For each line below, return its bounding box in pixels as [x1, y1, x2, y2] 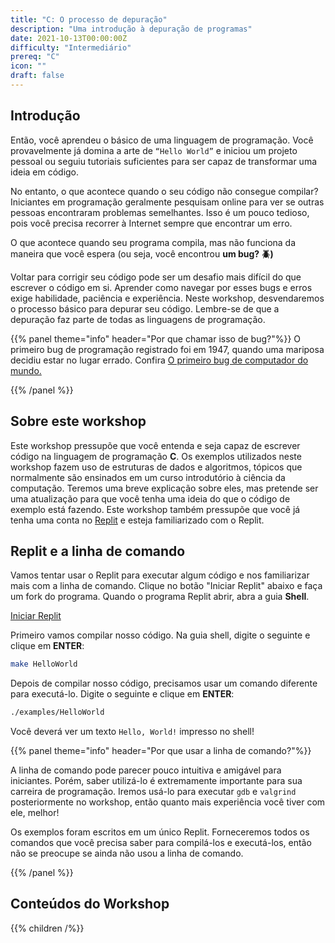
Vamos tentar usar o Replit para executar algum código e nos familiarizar [10, 569, 310, 581]
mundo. [10, 364, 42, 376]
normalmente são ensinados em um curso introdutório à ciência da [10, 471, 286, 483]
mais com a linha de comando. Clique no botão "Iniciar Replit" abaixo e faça [10, 580, 323, 592]
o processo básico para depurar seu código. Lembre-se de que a [10, 302, 280, 315]
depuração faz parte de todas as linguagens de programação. [10, 313, 266, 325]
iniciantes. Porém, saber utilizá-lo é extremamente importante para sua [10, 775, 303, 787]
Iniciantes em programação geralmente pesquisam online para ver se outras [10, 196, 325, 208]
